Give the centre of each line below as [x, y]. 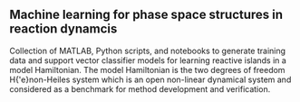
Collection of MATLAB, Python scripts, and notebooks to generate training [148, 51]
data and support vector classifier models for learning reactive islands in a [148, 60]
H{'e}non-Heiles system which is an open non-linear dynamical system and [150, 79]
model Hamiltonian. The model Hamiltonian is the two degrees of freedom [147, 70]
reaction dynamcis [63, 29]
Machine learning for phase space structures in [146, 15]
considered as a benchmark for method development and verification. [140, 88]
